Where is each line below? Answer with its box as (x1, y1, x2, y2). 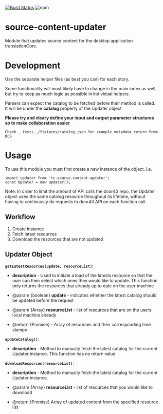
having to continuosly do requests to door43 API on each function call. (5, 198, 147, 204)
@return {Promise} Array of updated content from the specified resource (12, 399, 159, 405)
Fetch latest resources (12, 231, 57, 237)
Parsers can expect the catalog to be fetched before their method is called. (5, 100, 156, 106)
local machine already (12, 312, 57, 318)
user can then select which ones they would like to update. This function (12, 278, 158, 284)
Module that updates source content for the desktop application (5, 38, 133, 43)
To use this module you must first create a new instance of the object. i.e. (5, 166, 152, 172)
